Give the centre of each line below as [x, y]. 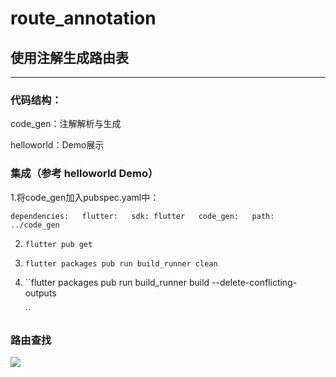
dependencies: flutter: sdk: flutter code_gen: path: [142, 216]
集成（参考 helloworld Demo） [84, 174]
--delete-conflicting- [254, 282]
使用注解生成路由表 [69, 57]
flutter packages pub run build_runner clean [121, 263]
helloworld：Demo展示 [57, 145]
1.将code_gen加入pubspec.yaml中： [85, 197]
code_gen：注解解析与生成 [66, 124]
